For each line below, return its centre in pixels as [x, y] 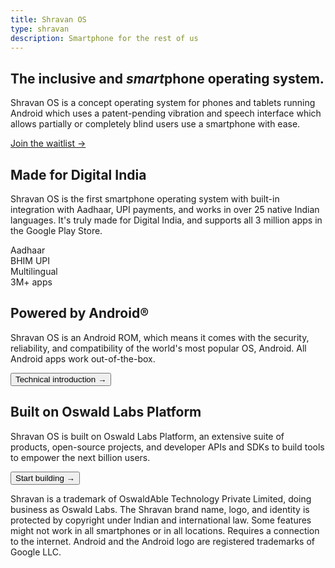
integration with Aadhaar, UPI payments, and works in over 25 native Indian [165, 209]
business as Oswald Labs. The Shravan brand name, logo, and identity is [160, 509]
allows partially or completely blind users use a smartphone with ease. [155, 124]
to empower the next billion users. [80, 457]
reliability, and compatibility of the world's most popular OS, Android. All [158, 348]
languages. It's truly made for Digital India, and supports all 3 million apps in [166, 220]
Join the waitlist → [48, 143]
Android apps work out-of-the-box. [83, 358]
